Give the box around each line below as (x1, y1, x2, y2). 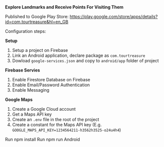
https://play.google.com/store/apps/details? (69, 14, 158, 19)
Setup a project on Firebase (12, 48, 68, 53)
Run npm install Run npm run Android (5, 137, 81, 142)
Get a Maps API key (12, 111, 52, 117)
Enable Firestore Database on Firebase (12, 77, 90, 82)
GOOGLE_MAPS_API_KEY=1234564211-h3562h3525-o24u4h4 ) (12, 127, 121, 133)
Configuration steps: (5, 28, 46, 34)
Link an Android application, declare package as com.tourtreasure (12, 52, 145, 58)
